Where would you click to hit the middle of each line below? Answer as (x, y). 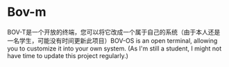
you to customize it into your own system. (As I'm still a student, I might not (114, 48)
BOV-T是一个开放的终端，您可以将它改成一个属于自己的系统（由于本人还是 (114, 32)
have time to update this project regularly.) (68, 55)
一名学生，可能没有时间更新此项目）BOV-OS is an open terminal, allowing (112, 40)
